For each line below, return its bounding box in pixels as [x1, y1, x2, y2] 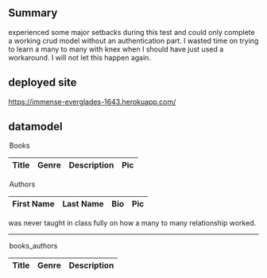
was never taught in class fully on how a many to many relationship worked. [8, 218, 257, 228]
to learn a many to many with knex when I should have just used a [8, 44, 224, 54]
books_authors [9, 241, 58, 251]
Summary [8, 6, 58, 20]
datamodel [8, 120, 63, 133]
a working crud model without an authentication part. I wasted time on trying [8, 36, 259, 45]
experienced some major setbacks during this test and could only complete [8, 27, 256, 37]
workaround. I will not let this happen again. [8, 52, 151, 62]
